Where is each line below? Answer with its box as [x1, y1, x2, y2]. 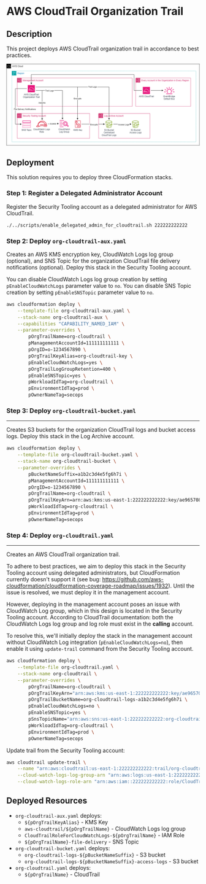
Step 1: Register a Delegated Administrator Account [6, 189, 163, 198]
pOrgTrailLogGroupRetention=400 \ [28, 366, 116, 372]
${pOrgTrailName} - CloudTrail [24, 870, 100, 878]
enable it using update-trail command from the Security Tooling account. [6, 645, 194, 653]
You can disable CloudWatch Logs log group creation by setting [6, 275, 167, 283]
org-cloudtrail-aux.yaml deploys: [15, 812, 102, 819]
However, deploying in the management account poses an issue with [6, 600, 180, 608]
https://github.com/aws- [102, 576, 164, 583]
